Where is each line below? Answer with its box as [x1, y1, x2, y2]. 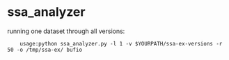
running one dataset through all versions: [7, 27, 125, 35]
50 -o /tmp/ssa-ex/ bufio [7, 46, 82, 53]
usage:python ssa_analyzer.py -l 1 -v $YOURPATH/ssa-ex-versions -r [19, 40, 223, 47]
